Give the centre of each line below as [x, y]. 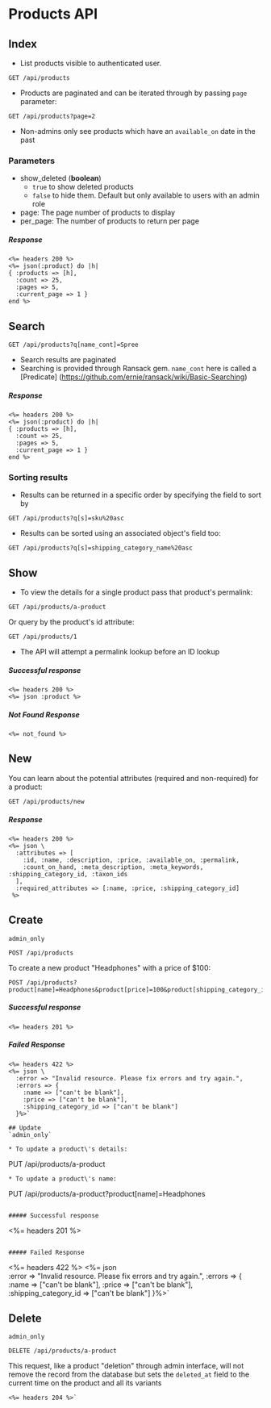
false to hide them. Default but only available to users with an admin [146, 195]
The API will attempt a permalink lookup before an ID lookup [120, 652]
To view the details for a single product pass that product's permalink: [136, 592]
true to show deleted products [83, 187]
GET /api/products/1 [43, 637]
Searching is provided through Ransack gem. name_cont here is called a [138, 369]
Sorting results [38, 477]
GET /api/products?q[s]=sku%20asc [67, 518]
